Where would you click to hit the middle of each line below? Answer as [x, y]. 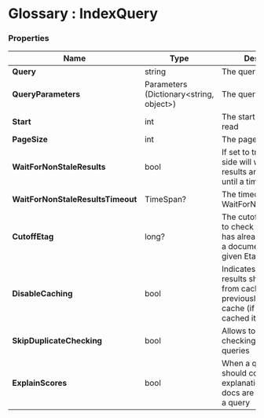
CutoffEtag [33, 236]
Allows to [238, 331]
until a [233, 181]
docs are [238, 393]
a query [235, 403]
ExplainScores [40, 383]
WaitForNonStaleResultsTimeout [75, 200]
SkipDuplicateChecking [57, 341]
